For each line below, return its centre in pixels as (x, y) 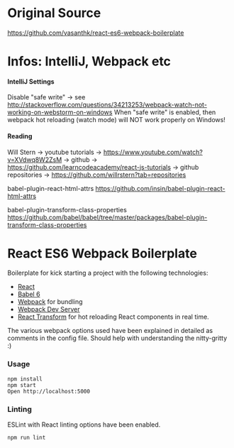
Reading (20, 136)
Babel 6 (29, 294)
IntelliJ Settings (31, 81)
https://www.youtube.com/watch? (153, 152)
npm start (22, 385)
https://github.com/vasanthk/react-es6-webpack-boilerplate (96, 33)
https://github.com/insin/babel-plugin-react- (160, 188)
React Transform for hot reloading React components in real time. (113, 317)
